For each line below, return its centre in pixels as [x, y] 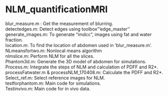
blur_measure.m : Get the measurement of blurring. [59, 23]
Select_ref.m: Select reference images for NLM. [55, 78]
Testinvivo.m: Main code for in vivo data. [48, 88]
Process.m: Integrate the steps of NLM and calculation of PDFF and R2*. [82, 67]
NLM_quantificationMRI [57, 9]
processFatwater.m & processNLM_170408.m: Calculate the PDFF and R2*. [84, 72]
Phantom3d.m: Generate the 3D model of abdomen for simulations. [76, 61]
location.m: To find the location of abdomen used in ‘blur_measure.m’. [79, 45]
